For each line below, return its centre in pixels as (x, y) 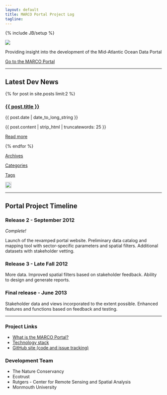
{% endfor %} (19, 146)
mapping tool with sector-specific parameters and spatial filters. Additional (82, 246)
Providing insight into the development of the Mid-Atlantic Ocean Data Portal (83, 52)
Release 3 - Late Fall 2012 (37, 264)
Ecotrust (21, 377)
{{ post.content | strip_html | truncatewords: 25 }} (56, 127)
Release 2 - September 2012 (40, 220)
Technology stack (31, 342)
